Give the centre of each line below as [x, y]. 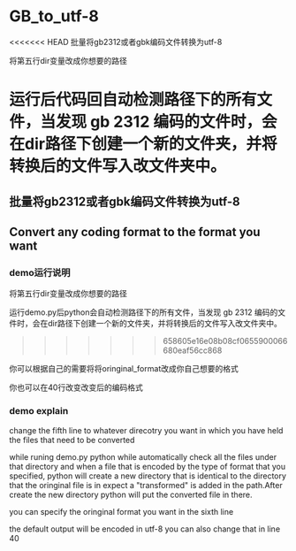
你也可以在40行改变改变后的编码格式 [76, 387]
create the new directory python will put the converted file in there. [131, 494]
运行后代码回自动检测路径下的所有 [133, 100]
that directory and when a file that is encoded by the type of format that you [147, 466]
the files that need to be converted [72, 440]
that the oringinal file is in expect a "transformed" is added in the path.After [146, 485]
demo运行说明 [40, 272]
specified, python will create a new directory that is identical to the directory [148, 476]
